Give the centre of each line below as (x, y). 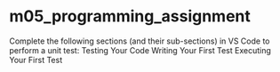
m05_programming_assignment (130, 16)
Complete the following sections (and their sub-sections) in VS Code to (140, 41)
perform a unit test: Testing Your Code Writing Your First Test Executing (140, 50)
